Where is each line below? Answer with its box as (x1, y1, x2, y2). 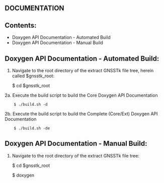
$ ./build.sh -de (14, 126, 50, 131)
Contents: (5, 21, 37, 30)
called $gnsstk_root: (12, 73, 55, 79)
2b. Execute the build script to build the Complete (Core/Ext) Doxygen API (5, 111, 158, 117)
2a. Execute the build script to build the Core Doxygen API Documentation (5, 92, 158, 98)
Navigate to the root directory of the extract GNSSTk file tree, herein (12, 68, 154, 74)
